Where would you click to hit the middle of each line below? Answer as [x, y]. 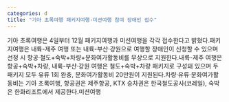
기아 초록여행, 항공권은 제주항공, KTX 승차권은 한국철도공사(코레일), [116, 83]
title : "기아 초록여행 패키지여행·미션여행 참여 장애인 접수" [82, 20]
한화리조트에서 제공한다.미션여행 [57, 91]
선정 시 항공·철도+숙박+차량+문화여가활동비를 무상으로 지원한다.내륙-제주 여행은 [115, 57]
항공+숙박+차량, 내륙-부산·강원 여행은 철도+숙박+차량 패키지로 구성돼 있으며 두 [113, 66]
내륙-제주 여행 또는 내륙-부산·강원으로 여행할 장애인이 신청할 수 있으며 [124, 49]
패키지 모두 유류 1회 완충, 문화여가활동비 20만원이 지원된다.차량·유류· [99, 74]
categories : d [28, 13]
